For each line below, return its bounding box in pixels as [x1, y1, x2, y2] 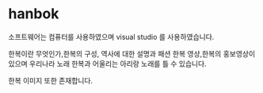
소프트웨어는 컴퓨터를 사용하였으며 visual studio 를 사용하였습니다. [8, 32, 215, 41]
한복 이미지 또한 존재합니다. [8, 76, 93, 85]
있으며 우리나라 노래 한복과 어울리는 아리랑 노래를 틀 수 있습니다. [8, 59, 208, 68]
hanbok [8, 5, 59, 23]
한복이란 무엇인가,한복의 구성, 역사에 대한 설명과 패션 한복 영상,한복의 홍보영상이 [8, 48, 256, 58]
